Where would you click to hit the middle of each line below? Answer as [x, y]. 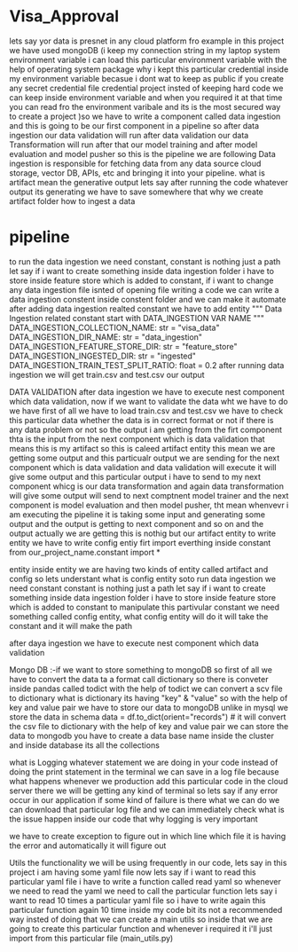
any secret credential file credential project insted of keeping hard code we [146, 88]
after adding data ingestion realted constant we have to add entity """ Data [145, 309]
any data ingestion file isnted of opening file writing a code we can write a [144, 289]
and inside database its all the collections [84, 745]
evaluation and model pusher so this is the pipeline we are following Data [143, 153]
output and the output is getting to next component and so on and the [137, 523]
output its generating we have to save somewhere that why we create [136, 192]
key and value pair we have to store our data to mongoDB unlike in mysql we [149, 707]
